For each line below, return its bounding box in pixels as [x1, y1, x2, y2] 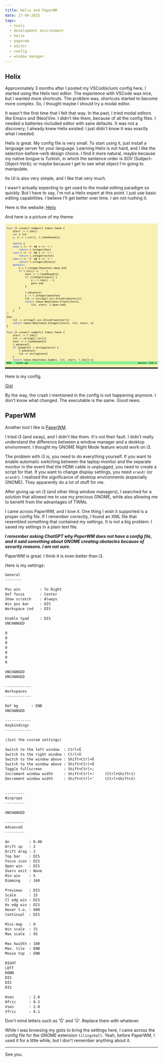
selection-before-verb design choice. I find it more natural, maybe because [5, 150, 156, 156]
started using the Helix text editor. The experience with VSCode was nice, [5, 90, 153, 97]
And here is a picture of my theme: [5, 214, 74, 220]
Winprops [5, 796, 23, 800]
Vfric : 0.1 [5, 1009, 40, 1014]
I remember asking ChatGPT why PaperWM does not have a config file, [5, 533, 152, 539]
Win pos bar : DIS [5, 601, 51, 606]
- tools [9, 23, 25, 28]
